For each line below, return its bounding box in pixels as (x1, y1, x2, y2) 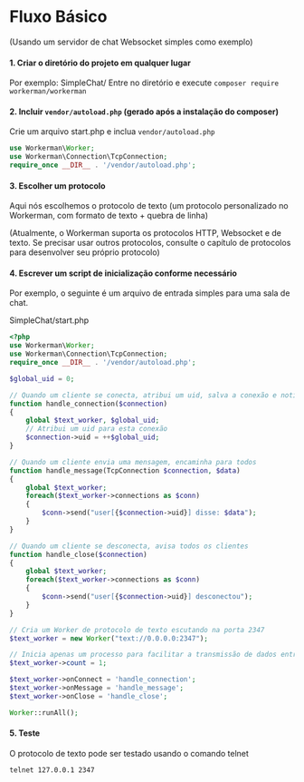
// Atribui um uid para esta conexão (25, 425, 168, 434)
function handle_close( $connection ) (9, 550, 147, 559)
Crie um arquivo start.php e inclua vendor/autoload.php (9, 126, 215, 137)
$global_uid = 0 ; (9, 374, 75, 383)
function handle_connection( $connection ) (9, 399, 168, 408)
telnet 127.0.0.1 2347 (9, 765, 95, 775)
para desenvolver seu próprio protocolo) (9, 247, 160, 258)
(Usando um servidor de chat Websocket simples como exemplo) (9, 36, 253, 47)
